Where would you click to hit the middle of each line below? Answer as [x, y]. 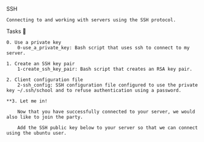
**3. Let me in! [27, 101]
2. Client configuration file [45, 80]
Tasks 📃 [16, 31]
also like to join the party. [45, 117]
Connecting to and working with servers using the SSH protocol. [91, 20]
